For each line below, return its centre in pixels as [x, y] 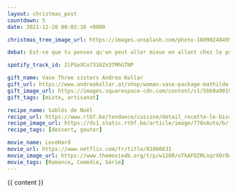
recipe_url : [25, 117]
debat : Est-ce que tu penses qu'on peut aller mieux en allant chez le [115, 52]
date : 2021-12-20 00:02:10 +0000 [56, 27]
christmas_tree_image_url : [47, 39]
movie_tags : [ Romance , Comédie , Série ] [66, 162]
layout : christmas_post [42, 14]
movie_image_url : [33, 156]
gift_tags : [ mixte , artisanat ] [53, 97]
